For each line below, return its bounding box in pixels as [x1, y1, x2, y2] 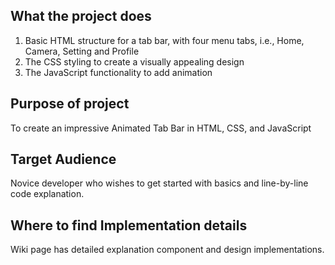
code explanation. [10, 188, 85, 200]
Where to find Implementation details [10, 217, 248, 234]
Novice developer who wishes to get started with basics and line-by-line [10, 177, 309, 189]
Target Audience [10, 151, 117, 168]
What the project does [10, 8, 152, 25]
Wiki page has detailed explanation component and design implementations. [10, 244, 325, 256]
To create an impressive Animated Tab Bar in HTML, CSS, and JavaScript [10, 122, 312, 134]
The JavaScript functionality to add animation [24, 66, 213, 78]
